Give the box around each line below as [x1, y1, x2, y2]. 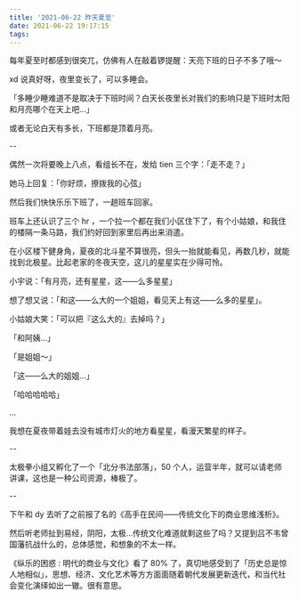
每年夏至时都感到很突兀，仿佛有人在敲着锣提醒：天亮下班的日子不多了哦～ [9, 55, 282, 66]
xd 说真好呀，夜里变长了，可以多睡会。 [9, 74, 153, 85]
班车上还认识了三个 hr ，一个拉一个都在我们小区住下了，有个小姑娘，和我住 [9, 215, 287, 227]
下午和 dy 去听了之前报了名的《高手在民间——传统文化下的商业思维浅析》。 [9, 509, 285, 520]
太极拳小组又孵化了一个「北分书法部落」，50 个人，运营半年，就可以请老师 [9, 462, 283, 473]
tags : [9, 29, 29, 38]
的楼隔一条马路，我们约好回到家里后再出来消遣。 [9, 227, 189, 238]
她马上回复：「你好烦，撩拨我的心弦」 [9, 178, 146, 189]
